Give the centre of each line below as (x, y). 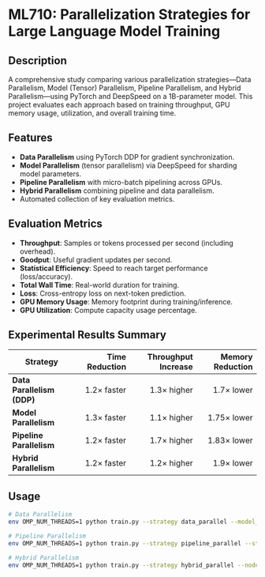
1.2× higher (171, 463)
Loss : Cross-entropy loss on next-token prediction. (103, 293)
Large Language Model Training (114, 31)
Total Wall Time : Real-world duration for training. (99, 285)
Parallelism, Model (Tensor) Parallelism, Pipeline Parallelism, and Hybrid (125, 88)
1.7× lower (233, 390)
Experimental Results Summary (88, 335)
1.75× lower (230, 418)
